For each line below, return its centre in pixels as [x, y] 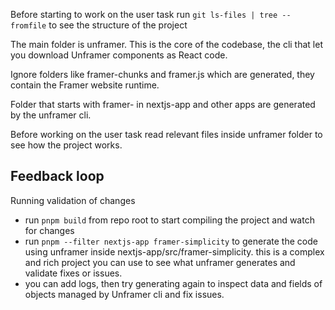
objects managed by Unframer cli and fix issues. [124, 294]
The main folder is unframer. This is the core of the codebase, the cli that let [166, 44]
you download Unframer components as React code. [119, 55]
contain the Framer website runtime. [85, 85]
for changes [49, 230]
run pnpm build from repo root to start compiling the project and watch [169, 220]
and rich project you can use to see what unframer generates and [160, 262]
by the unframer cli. [51, 115]
